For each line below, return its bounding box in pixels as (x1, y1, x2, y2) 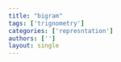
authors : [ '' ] (8, 34, 56, 43)
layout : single (8, 42, 60, 50)
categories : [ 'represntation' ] (8, 27, 114, 35)
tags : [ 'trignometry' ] (8, 19, 85, 27)
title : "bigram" (8, 11, 63, 20)
